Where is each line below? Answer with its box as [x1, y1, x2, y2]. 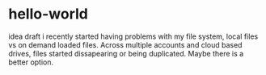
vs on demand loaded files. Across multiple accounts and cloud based [8, 40, 243, 49]
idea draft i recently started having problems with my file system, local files [8, 31, 259, 41]
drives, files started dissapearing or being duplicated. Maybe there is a [8, 48, 244, 58]
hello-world [8, 5, 89, 23]
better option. [8, 57, 54, 67]
